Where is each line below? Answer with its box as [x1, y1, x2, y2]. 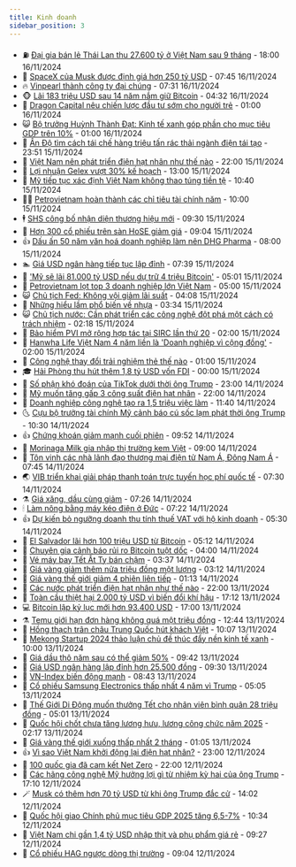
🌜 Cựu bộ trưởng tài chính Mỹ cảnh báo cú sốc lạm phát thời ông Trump [21, 407, 285, 418]
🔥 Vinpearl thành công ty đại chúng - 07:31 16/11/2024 [21, 81, 220, 91]
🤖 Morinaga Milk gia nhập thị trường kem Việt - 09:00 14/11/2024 [21, 442, 258, 453]
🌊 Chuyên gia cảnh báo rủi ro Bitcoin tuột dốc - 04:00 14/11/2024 [21, 545, 259, 556]
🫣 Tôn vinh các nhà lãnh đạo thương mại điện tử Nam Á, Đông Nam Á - [21, 452, 280, 463]
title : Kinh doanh [9, 12, 77, 22]
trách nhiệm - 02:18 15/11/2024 [21, 318, 135, 328]
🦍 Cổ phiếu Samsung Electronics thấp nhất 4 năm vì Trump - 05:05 [21, 680, 267, 691]
